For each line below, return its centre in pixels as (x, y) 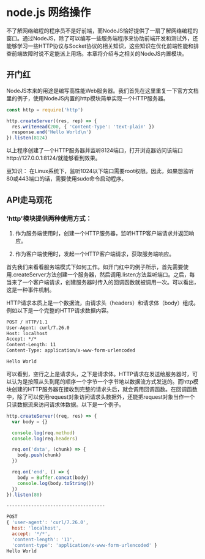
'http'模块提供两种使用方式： (49, 219)
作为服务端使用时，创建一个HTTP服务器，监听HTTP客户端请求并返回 (102, 233)
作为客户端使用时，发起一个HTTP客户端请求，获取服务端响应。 (95, 254)
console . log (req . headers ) (45, 439)
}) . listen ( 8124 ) (27, 138)
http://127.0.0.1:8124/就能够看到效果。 (54, 158)
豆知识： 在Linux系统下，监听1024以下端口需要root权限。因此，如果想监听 (100, 171)
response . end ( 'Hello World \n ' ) (52, 132)
